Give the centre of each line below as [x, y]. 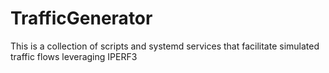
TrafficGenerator [81, 18]
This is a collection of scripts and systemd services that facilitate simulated [165, 46]
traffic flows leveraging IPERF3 [74, 56]
